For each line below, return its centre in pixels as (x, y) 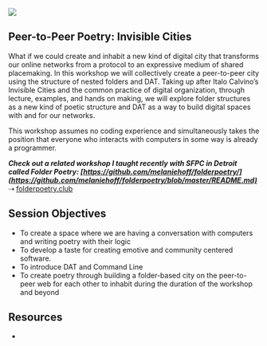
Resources (35, 318)
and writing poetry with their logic (75, 241)
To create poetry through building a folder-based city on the (118, 275)
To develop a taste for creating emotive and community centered (126, 250)
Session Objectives (57, 214)
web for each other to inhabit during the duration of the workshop (145, 284)
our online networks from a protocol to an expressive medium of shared (126, 65)
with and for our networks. (52, 115)
